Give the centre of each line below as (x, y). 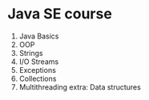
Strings (31, 53)
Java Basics (39, 36)
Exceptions (38, 70)
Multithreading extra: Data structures (80, 87)
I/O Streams (39, 62)
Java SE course (60, 14)
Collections (38, 78)
